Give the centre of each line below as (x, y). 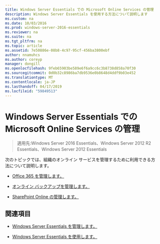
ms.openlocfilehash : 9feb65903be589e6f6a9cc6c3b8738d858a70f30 (71, 69)
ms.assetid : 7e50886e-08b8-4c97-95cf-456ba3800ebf (57, 50)
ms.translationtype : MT (29, 77)
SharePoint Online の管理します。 (45, 197)
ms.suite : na (18, 37)
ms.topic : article (24, 46)
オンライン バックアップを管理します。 (51, 187)
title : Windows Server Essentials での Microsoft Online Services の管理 (80, 9)
